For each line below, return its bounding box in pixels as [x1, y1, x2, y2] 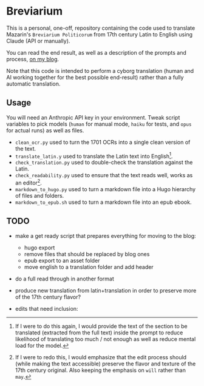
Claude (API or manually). [6, 37, 70, 44]
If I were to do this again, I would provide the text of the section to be [15, 322, 188, 330]
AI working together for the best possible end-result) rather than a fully [6, 73, 184, 81]
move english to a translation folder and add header [24, 263, 154, 271]
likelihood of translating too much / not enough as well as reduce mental [15, 335, 196, 342]
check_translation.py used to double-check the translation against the [15, 159, 193, 166]
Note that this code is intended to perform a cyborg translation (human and [6, 67, 194, 74]
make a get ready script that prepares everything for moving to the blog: [15, 232, 196, 239]
